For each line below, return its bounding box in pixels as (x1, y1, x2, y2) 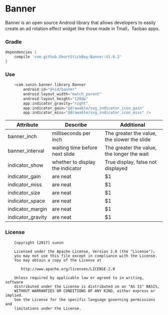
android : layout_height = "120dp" (23, 96, 88, 101)
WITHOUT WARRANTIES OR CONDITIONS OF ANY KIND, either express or (14, 288, 155, 293)
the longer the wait (104, 151, 149, 158)
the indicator (51, 165, 82, 172)
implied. (5, 292, 23, 298)
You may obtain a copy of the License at (14, 257, 101, 263)
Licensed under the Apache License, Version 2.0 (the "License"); (14, 249, 155, 254)
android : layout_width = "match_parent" (23, 91, 101, 97)
